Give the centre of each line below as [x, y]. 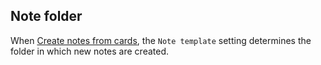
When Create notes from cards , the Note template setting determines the [161, 40]
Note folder [46, 16]
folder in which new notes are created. [90, 51]
